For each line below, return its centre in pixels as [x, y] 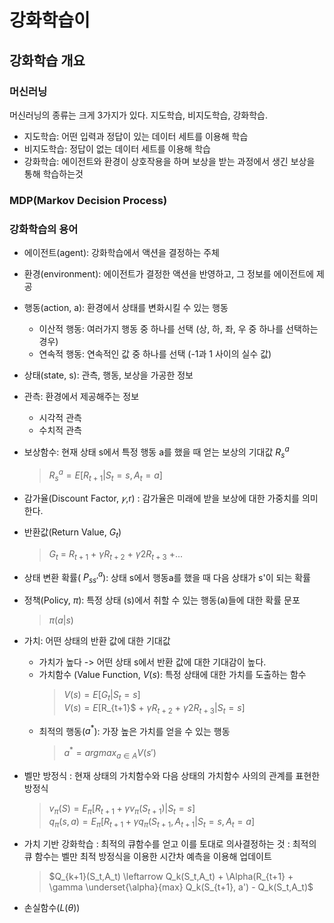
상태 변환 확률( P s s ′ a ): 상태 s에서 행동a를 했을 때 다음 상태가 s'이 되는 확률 [167, 577]
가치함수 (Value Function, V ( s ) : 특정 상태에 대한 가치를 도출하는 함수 [172, 675]
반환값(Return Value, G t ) [72, 533]
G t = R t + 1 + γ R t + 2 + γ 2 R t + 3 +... [116, 554]
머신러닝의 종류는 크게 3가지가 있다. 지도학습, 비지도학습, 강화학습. [138, 115]
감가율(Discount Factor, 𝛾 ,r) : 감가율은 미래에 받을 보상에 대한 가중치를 [161, 498]
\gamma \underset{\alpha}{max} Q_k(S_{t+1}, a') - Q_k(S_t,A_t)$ [181, 887]
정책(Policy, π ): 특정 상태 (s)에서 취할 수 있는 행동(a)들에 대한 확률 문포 [162, 600]
